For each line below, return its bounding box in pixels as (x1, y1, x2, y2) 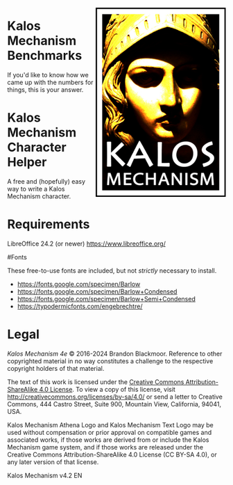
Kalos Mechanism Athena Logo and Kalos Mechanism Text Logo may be (7, 420, 214, 429)
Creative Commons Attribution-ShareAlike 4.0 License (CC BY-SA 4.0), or (7, 450, 217, 459)
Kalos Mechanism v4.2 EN (7, 471, 83, 479)
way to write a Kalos (7, 184, 65, 193)
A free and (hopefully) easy (7, 177, 85, 185)
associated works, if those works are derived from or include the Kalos (7, 436, 209, 444)
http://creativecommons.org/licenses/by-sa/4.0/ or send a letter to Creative (7, 392, 223, 401)
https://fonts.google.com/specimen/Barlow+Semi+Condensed (17, 294, 196, 303)
